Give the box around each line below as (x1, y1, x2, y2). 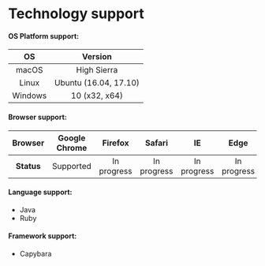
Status (15, 160, 41, 171)
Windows (12, 90, 47, 101)
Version (81, 51, 112, 62)
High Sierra (76, 65, 118, 76)
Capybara (19, 249, 52, 258)
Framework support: (8, 231, 77, 241)
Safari (144, 137, 168, 148)
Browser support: (8, 112, 67, 122)
